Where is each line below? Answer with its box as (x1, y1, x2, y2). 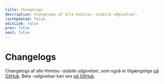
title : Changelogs (5, 7, 43, 12)
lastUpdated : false (5, 16, 45, 21)
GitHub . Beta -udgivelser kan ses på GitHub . (5, 73, 95, 79)
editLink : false (5, 21, 39, 26)
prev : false (5, 26, 30, 31)
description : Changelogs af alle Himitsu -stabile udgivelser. (5, 12, 138, 17)
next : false (5, 30, 30, 35)
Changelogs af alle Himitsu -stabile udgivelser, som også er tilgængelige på (5, 68, 159, 74)
